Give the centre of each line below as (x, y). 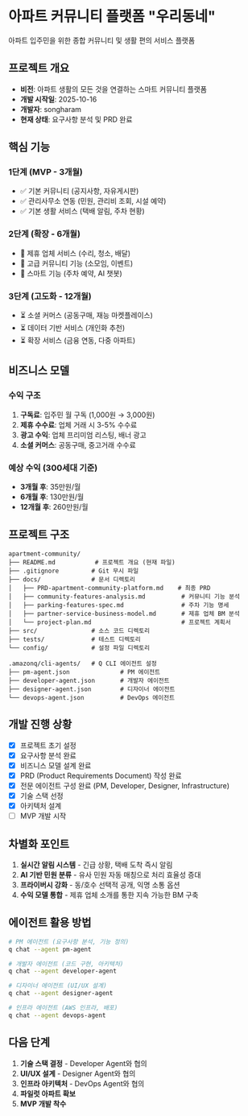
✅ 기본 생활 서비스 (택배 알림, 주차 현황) (82, 211)
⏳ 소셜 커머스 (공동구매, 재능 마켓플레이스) (86, 316)
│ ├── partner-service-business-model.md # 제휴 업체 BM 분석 (124, 614)
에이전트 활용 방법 (50, 923)
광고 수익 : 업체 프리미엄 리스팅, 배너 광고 (83, 435)
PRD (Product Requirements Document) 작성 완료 (101, 775)
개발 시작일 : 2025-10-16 (58, 99)
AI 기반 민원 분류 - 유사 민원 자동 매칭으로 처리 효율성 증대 (110, 874)
